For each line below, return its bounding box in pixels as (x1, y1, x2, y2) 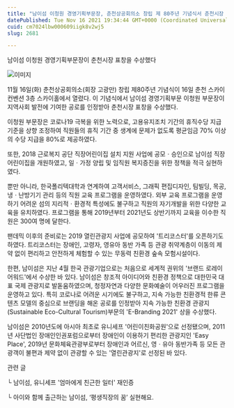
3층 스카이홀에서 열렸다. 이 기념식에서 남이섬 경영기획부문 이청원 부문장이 (25, 94, 225, 103)
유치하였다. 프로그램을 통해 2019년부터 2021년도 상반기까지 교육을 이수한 (19, 209, 219, 217)
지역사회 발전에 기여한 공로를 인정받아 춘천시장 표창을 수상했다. (7, 103, 179, 112)
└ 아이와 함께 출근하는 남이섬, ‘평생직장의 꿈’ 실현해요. (7, 393, 155, 402)
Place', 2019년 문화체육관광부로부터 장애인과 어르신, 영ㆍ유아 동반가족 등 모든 (7, 340, 219, 349)
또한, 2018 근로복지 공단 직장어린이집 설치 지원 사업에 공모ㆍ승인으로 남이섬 (7, 150, 212, 158)
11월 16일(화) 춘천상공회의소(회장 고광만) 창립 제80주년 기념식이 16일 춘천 (7, 85, 207, 94)
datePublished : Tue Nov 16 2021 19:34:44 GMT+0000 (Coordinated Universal (7, 17, 229, 24)
